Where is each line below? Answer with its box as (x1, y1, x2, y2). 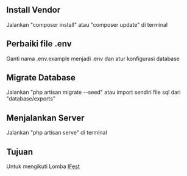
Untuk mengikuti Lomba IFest (6, 163, 80, 170)
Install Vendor (6, 5, 61, 15)
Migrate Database (6, 72, 76, 83)
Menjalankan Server (6, 113, 85, 123)
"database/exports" (6, 95, 56, 102)
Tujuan (6, 146, 34, 157)
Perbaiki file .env (6, 39, 72, 49)
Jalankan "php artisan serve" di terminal (6, 129, 108, 136)
